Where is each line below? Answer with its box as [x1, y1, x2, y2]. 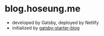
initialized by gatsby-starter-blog [12, 24, 80, 30]
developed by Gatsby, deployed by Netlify [12, 19, 99, 25]
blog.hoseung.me [5, 3, 81, 14]
